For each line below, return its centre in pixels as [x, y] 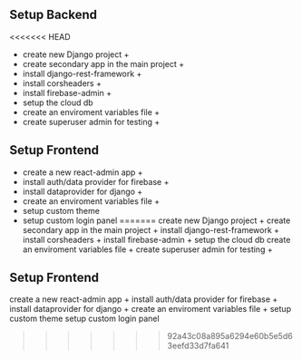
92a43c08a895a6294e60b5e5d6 [230, 336]
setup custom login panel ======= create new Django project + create [156, 220]
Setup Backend [54, 15]
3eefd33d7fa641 [198, 346]
